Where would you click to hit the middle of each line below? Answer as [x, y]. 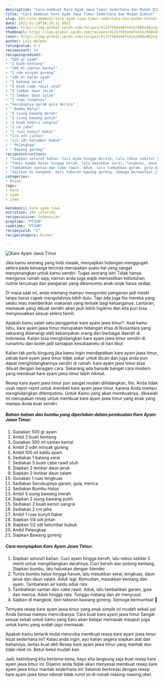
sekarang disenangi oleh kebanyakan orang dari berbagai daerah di [73, 333]
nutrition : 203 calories [30, 213]
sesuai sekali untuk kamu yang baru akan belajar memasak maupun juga [78, 619]
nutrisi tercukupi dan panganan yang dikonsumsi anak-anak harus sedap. [79, 283]
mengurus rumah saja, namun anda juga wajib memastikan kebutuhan [75, 278]
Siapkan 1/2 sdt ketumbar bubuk [45, 525]
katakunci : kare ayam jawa [33, 208]
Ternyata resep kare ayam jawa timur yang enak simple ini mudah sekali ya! [81, 609]
